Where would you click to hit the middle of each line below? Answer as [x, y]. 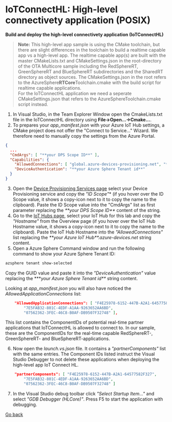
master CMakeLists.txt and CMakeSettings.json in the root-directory [90, 60]
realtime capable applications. [50, 88]
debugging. [25, 405]
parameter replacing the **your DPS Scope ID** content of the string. [87, 210]
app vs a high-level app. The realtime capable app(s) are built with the [92, 55]
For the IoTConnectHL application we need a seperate [75, 93]
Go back [14, 415]
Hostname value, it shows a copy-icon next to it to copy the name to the [89, 226]
